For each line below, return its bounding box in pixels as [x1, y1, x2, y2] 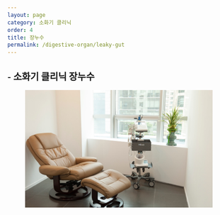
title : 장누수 [7, 34, 45, 41]
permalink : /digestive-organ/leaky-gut [7, 41, 125, 49]
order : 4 [7, 26, 33, 33]
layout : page [7, 11, 46, 18]
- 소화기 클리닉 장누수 [7, 70, 95, 82]
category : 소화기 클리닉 [7, 18, 72, 26]
